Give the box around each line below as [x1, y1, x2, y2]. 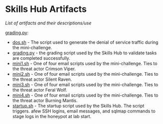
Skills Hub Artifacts [5, 3, 87, 15]
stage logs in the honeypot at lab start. [12, 113, 91, 119]
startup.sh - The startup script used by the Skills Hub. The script [12, 103, 145, 109]
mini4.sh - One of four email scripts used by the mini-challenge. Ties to [12, 92, 159, 98]
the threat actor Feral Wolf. [12, 87, 67, 93]
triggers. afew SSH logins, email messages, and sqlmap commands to [12, 108, 156, 114]
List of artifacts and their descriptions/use [5, 20, 92, 26]
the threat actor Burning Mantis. [12, 97, 78, 103]
